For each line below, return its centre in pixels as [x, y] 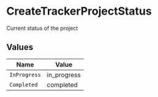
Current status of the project [42, 28]
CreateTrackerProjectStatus [79, 11]
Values [20, 47]
